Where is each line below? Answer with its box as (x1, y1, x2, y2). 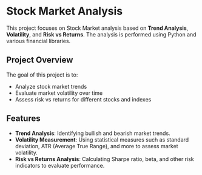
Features (6, 114, 41, 124)
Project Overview (6, 55, 73, 65)
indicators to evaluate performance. (15, 162, 105, 169)
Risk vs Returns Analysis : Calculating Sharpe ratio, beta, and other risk (15, 155, 194, 162)
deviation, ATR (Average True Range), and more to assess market (15, 142, 178, 149)
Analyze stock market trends (15, 83, 87, 90)
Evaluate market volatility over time (15, 89, 103, 97)
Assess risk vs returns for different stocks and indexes (15, 95, 152, 103)
